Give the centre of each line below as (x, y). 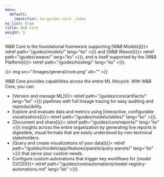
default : (18, 14)
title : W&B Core (22, 28)
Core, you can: (20, 86)
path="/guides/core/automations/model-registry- (97, 164)
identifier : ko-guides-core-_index (50, 19)
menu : (11, 10)
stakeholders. (26, 138)
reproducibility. (27, 106)
